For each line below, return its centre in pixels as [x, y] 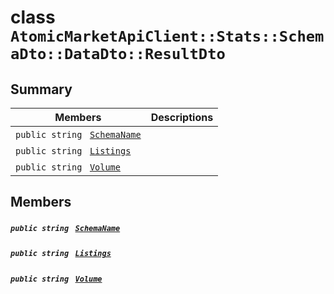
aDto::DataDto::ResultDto [118, 54]
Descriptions [182, 117]
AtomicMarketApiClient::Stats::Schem [167, 36]
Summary [41, 89]
